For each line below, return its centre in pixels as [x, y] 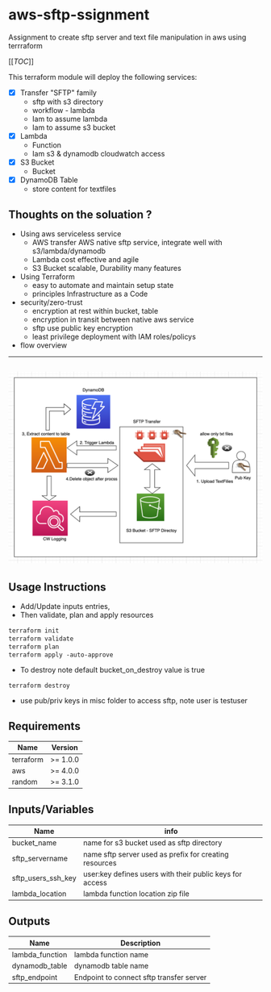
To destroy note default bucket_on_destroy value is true [113, 670]
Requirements [44, 726]
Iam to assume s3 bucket [74, 127]
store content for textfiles [74, 189]
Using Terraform [47, 277]
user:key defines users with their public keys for [163, 873]
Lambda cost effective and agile [85, 259]
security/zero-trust [51, 302]
